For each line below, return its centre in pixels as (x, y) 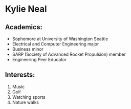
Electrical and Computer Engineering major (55, 44)
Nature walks (25, 102)
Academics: (24, 27)
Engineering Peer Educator (39, 59)
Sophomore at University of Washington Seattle (60, 39)
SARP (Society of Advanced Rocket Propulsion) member (69, 54)
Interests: (20, 75)
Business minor (28, 49)
